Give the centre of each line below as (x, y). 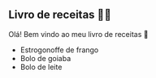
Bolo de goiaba (45, 58)
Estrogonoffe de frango (59, 50)
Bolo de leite (41, 67)
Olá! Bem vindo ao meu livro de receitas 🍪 (78, 34)
